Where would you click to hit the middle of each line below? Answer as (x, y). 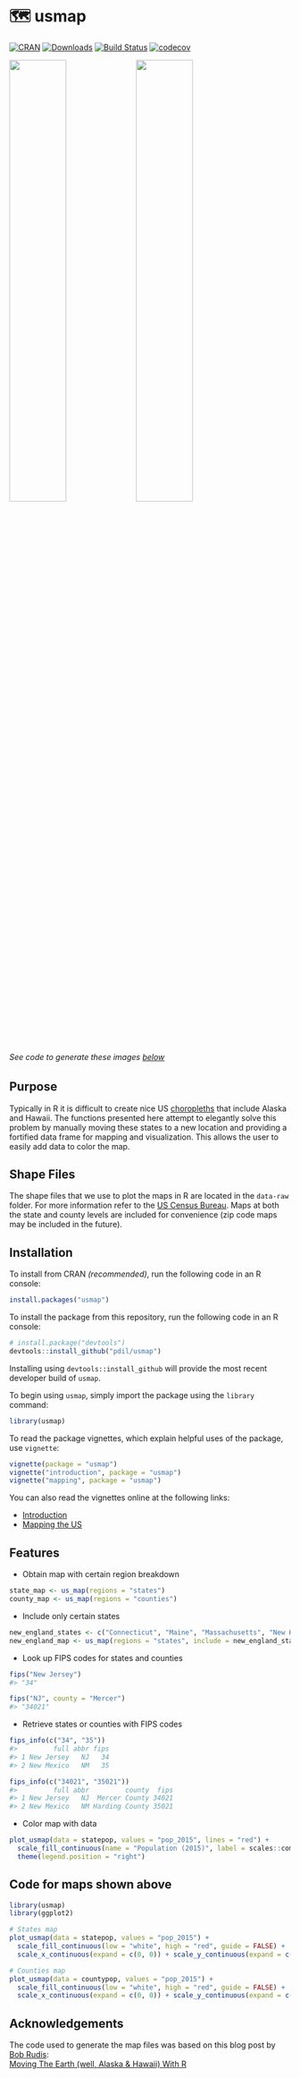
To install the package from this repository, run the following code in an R (144, 1317)
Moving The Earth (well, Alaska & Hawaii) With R (98, 2064)
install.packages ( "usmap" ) (59, 1300)
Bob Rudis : (29, 2055)
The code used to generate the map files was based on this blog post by (142, 2045)
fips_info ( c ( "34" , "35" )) (57, 1741)
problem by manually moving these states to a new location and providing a (148, 1127)
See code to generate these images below (87, 1056)
